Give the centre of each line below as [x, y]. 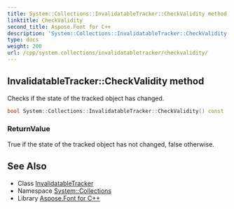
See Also [27, 167]
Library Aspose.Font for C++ [58, 198]
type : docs [23, 40]
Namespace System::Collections [64, 191]
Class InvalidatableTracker [55, 183]
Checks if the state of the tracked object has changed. [86, 98]
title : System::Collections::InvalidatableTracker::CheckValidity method [117, 14]
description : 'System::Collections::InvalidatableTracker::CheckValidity [117, 33]
